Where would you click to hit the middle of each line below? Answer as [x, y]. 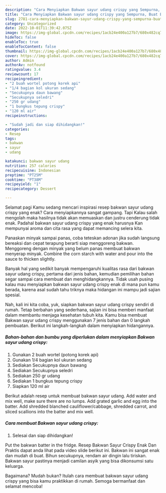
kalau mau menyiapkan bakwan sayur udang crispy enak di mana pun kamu [82, 284]
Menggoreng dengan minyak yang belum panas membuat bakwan [73, 248]
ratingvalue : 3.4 [23, 70]
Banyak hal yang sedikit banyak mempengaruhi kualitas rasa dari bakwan [80, 269]
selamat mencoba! [24, 486]
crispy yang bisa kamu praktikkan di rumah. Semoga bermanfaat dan [75, 481]
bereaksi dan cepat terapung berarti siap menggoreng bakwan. [70, 243]
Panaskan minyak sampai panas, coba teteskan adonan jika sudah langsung [83, 238]
